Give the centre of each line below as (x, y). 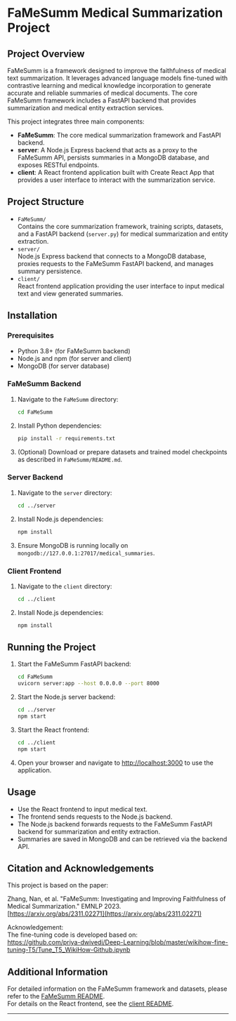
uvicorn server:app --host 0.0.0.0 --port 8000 (88, 684)
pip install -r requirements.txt (66, 438)
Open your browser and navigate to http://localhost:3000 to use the (116, 763)
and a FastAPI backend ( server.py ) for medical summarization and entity (123, 234)
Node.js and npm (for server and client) (74, 358)
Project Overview (46, 54)
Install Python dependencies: (59, 426)
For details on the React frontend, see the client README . (91, 1004)
